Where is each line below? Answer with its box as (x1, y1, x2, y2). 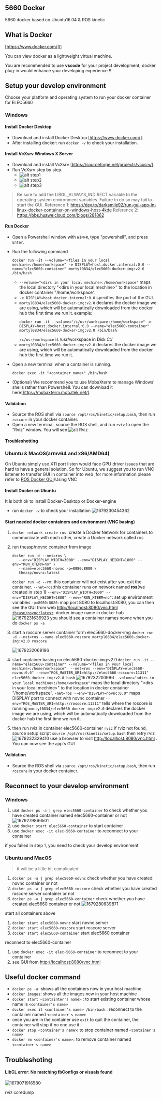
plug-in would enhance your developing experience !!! (5, 67, 113, 73)
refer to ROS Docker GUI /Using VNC (5, 477, 77, 482)
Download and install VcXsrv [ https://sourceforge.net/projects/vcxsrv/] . (12, 161, 155, 167)
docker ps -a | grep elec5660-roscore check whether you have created (12, 885, 157, 891)
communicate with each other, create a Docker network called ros (12, 535, 144, 541)
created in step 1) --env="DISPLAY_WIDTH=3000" (12, 589, 104, 595)
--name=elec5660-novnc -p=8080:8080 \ (18, 566, 97, 571)
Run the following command (12, 248, 68, 254)
